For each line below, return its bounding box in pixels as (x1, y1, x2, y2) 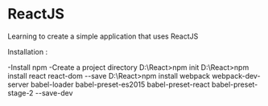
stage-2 (7, 88, 34, 97)
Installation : (7, 47, 48, 56)
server (7, 79, 30, 89)
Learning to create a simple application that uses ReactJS (7, 31, 199, 41)
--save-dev (35, 88, 73, 97)
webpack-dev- (212, 71, 261, 80)
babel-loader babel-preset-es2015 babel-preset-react (31, 79, 210, 89)
